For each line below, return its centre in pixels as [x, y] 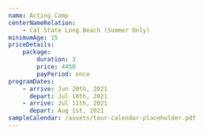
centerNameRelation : [42, 23]
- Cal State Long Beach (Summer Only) [86, 30]
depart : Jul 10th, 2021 [68, 96]
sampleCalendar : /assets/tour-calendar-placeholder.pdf [102, 118]
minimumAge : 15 [33, 37]
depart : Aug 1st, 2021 [66, 111]
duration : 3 [57, 60]
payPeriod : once [63, 74]
